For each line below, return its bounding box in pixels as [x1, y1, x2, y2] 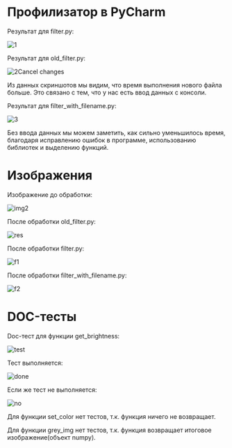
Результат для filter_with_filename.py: [7, 101, 117, 110]
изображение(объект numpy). [7, 433, 96, 441]
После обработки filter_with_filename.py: [7, 271, 127, 279]
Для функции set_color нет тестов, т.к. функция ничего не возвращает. [7, 412, 216, 420]
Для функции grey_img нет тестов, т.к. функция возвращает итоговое [7, 426, 212, 434]
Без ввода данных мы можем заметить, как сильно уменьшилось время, [7, 128, 226, 137]
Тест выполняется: [7, 359, 63, 367]
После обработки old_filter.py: [7, 217, 96, 225]
